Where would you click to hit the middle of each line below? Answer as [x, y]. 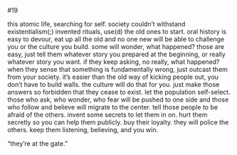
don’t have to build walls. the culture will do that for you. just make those [114, 84]
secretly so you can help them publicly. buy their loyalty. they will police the [118, 122]
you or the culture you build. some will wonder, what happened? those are [116, 47]
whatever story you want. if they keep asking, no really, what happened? [114, 62]
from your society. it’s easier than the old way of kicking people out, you [113, 77]
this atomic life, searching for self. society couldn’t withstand [96, 24]
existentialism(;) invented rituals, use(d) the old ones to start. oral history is [117, 32]
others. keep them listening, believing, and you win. [83, 130]
